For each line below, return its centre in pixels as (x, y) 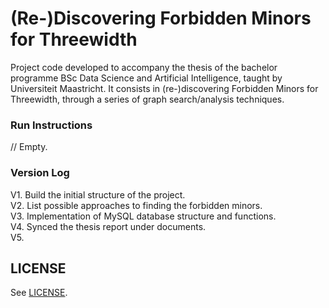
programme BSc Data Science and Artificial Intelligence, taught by (146, 78)
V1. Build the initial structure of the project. (98, 194)
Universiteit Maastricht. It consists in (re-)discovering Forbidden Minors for (164, 88)
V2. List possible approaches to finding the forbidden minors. (136, 205)
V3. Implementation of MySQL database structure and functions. (143, 216)
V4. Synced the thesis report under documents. (108, 226)
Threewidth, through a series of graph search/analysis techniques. (147, 99)
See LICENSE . (39, 293)
